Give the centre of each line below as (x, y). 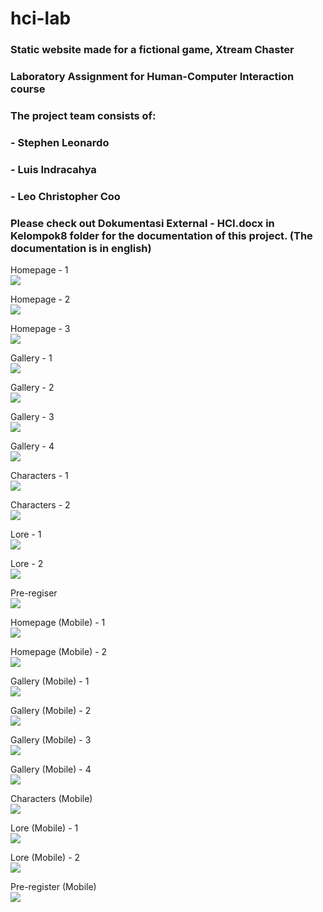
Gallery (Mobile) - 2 (51, 711)
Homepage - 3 (40, 329)
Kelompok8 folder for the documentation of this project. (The (161, 235)
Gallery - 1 (31, 358)
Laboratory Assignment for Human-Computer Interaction (152, 77)
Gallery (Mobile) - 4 (51, 769)
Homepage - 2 (40, 299)
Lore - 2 (27, 564)
